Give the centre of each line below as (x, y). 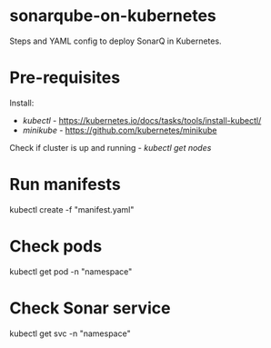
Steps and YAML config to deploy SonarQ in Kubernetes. (115, 41)
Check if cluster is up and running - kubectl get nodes (110, 147)
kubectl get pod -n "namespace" (71, 271)
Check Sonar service (90, 308)
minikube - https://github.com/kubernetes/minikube (120, 130)
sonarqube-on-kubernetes (113, 16)
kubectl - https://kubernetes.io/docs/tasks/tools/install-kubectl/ (142, 120)
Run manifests (65, 185)
